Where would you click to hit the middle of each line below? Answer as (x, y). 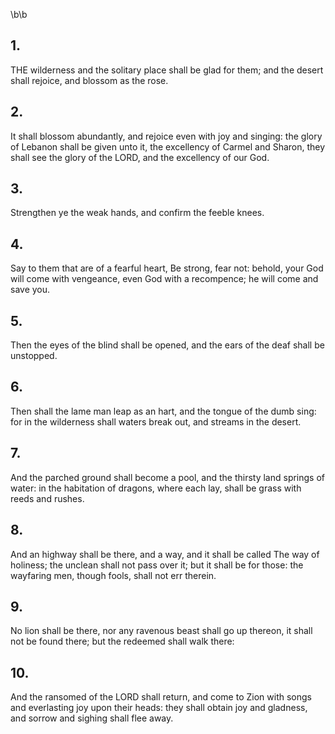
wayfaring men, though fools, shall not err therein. (113, 575)
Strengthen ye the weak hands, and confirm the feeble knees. (137, 213)
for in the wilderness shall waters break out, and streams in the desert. (156, 421)
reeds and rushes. (47, 498)
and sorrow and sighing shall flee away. (92, 718)
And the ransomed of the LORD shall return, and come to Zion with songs (161, 697)
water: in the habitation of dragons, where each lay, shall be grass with (156, 488)
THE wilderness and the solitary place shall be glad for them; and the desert (167, 70)
